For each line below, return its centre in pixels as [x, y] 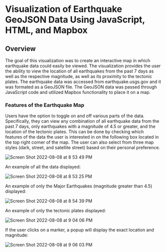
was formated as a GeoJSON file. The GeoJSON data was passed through [81, 87]
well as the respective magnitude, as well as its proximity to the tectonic [79, 76]
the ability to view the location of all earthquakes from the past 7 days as [80, 71]
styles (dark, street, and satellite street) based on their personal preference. [83, 148]
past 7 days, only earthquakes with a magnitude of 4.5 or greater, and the [80, 126]
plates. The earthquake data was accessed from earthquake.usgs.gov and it [83, 82]
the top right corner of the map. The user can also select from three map [80, 142]
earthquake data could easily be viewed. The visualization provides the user [83, 66]
